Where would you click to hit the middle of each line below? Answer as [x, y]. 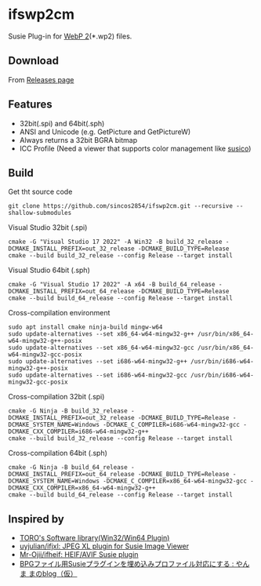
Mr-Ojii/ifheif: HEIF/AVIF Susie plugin [79, 555]
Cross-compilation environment [59, 313]
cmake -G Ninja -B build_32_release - [71, 411]
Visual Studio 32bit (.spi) [48, 227]
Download [33, 61]
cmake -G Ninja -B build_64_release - [71, 468]
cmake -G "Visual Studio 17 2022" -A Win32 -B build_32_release [115, 242]
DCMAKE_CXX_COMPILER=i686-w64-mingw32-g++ [78, 432]
